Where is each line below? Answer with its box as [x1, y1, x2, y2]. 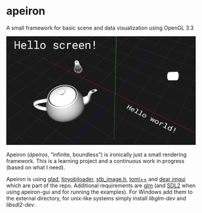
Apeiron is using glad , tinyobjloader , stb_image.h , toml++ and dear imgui [6, 175, 186, 182]
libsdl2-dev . [6, 201, 36, 208]
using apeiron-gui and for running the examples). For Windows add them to [6, 188, 193, 196]
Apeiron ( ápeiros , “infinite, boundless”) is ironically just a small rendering [6, 151, 187, 158]
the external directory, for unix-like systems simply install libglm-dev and [6, 194, 186, 202]
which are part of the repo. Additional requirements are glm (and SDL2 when [6, 182, 196, 189]
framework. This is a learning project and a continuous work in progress [6, 157, 185, 164]
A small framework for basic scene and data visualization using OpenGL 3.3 [6, 24, 194, 31]
